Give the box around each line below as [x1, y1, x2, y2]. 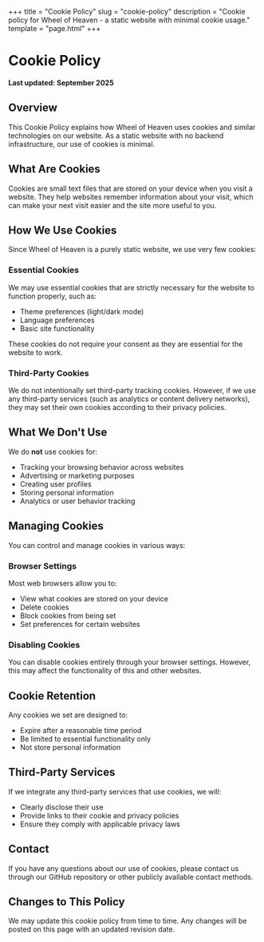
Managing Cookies [8, 519, 104, 533]
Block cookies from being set [19, 610, 116, 621]
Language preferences [19, 315, 95, 325]
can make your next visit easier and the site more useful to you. [8, 200, 217, 210]
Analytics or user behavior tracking [19, 496, 136, 506]
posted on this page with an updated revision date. [8, 924, 175, 934]
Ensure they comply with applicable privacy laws [19, 819, 181, 829]
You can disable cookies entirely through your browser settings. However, [8, 657, 251, 667]
